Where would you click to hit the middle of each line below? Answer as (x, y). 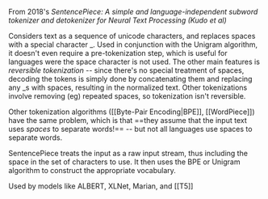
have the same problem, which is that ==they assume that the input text (128, 120)
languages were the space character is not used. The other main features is (134, 61)
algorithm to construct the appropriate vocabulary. (92, 170)
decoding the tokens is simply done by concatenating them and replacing (130, 79)
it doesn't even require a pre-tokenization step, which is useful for (118, 53)
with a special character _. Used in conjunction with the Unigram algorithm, (133, 44)
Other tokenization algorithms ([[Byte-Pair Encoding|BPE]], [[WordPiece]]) (132, 112)
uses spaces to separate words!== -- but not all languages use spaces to (130, 129)
